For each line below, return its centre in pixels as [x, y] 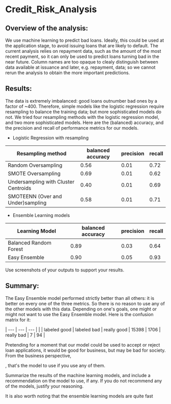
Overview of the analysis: [47, 28]
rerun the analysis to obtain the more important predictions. [68, 73]
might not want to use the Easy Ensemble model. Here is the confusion [79, 314]
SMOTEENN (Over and [35, 196]
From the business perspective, [38, 355]
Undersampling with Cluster [41, 181]
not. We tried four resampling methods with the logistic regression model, [82, 117]
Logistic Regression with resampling [51, 138]
